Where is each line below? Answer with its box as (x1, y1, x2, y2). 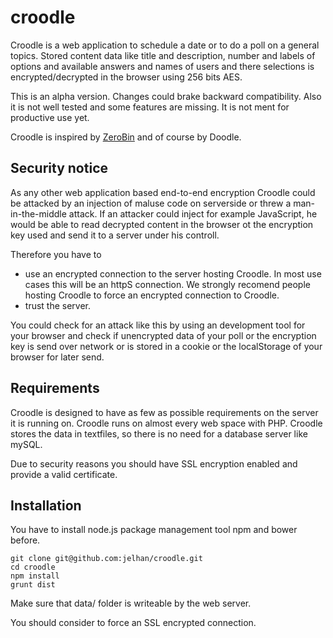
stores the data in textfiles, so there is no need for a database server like (10, 427, 308, 440)
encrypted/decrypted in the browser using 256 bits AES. (10, 71, 243, 83)
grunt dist (10, 580, 56, 590)
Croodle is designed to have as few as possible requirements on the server (10, 406, 319, 418)
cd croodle (10, 562, 56, 573)
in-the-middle (10, 207, 67, 220)
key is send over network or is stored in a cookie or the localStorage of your (10, 340, 323, 352)
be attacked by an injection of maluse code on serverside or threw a (10, 197, 292, 209)
